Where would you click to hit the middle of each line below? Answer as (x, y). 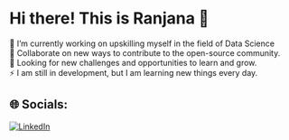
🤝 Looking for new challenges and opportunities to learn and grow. (133, 62)
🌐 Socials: (39, 104)
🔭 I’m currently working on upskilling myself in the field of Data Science (142, 43)
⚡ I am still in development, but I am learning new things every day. (134, 72)
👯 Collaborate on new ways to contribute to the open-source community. (145, 52)
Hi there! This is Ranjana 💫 (109, 19)
